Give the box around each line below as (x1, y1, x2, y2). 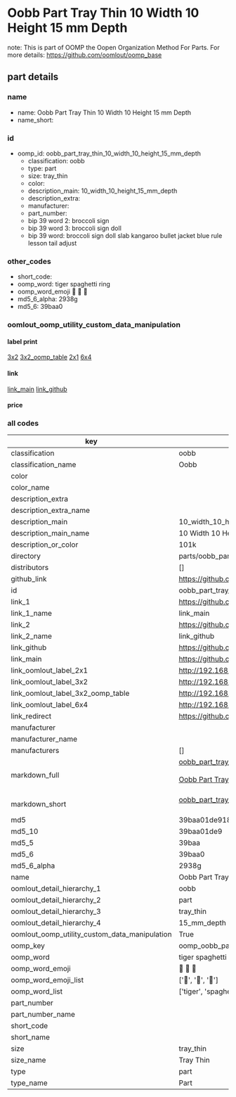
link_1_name (11, 609, 53, 619)
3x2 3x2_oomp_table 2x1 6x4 (7, 353, 92, 362)
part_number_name (11, 1010, 75, 1020)
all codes (7, 419, 39, 429)
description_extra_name (11, 505, 90, 515)
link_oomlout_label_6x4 (11, 700, 88, 710)
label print (7, 337, 38, 345)
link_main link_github (7, 385, 68, 393)
